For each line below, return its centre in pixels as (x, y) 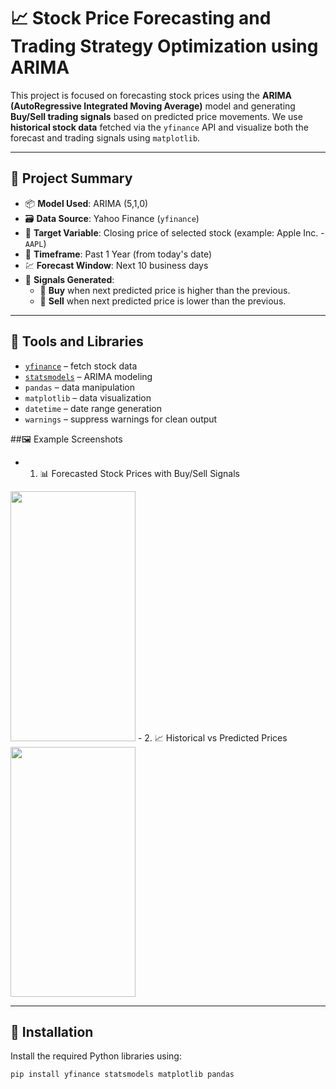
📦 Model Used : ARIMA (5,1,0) (86, 203)
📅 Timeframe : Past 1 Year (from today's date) (118, 254)
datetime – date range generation (93, 408)
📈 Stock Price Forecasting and (141, 18)
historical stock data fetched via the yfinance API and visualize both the (159, 127)
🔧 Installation (52, 1031)
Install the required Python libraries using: (96, 1056)
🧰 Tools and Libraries (77, 341)
